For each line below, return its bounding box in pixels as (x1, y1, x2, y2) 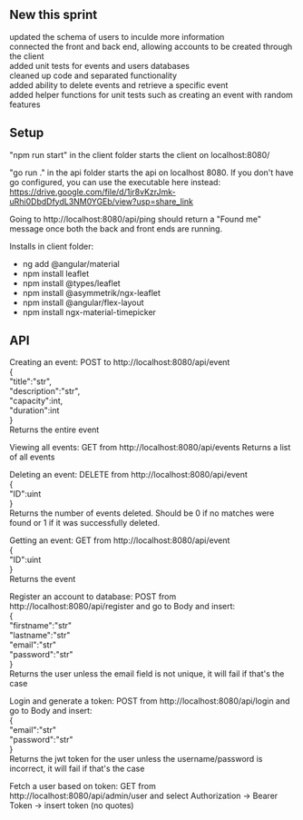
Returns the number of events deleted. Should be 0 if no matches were (9, 508, 275, 519)
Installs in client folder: (9, 241, 93, 252)
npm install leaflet (22, 268, 89, 279)
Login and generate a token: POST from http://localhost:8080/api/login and (9, 696, 290, 706)
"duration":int (9, 405, 60, 416)
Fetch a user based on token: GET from (9, 781, 156, 792)
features (9, 99, 41, 110)
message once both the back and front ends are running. (9, 222, 223, 234)
